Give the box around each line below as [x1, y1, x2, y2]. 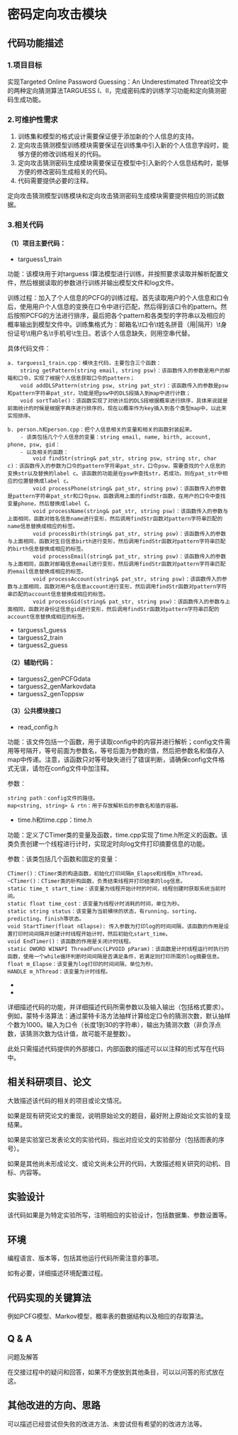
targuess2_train [17, 633, 64, 642]
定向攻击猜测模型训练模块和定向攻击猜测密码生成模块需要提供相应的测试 [7, 192, 218, 200]
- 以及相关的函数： [20, 449, 69, 456]
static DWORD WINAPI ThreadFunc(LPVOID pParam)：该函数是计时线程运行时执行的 [7, 945, 229, 952]
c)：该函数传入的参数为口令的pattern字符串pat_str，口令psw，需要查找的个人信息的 [7, 463, 226, 470]
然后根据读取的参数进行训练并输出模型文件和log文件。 [19, 278, 178, 287]
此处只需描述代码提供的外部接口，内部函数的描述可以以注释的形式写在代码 [7, 1044, 225, 1052]
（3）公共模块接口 [7, 707, 62, 715]
